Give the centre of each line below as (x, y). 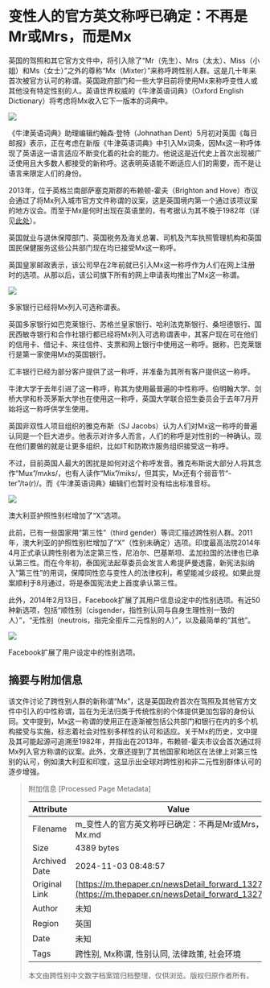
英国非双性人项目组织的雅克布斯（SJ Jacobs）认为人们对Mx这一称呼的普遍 (133, 426)
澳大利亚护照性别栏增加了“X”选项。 (67, 515)
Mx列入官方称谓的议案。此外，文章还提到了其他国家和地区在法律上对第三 (130, 751)
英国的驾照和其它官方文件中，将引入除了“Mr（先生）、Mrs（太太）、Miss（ (131, 60)
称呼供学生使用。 (64, 408)
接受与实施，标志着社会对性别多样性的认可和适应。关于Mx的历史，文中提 (137, 731)
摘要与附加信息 (45, 680)
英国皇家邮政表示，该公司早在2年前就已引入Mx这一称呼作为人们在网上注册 (132, 265)
